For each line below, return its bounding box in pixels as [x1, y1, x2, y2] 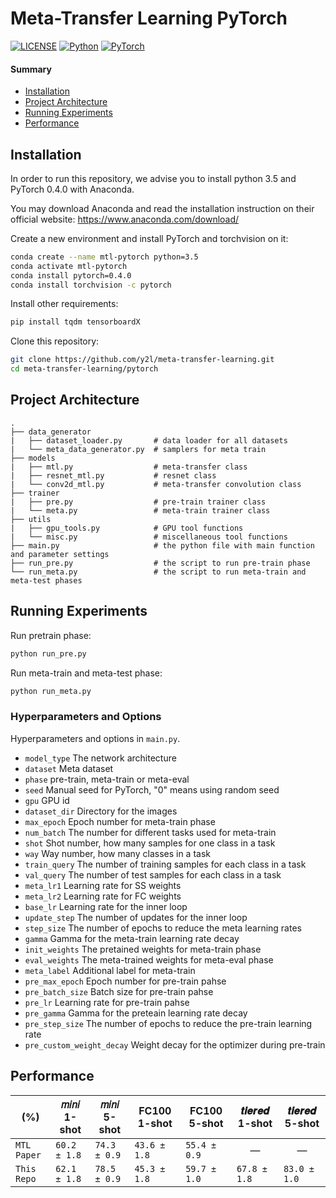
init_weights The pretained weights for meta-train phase [24, 943, 262, 955]
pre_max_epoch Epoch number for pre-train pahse [24, 975, 227, 987]
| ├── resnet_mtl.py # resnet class [10, 470, 217, 481]
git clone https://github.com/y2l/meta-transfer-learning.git [10, 355, 275, 365]
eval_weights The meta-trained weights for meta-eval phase [24, 953, 274, 966]
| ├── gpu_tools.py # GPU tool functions [10, 523, 244, 533]
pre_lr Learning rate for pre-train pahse [24, 996, 190, 1008]
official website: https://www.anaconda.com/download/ [10, 213, 240, 225]
